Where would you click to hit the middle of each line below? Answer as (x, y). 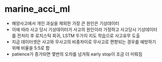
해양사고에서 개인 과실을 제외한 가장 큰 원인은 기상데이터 (66, 23)
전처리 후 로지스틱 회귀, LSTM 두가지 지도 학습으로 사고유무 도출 (79, 35)
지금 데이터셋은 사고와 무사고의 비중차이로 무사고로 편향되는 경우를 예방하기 (84, 42)
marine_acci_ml (37, 9)
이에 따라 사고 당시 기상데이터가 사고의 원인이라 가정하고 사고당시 (74, 29)
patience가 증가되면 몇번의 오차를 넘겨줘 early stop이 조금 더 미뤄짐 (77, 54)
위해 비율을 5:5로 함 (31, 48)
